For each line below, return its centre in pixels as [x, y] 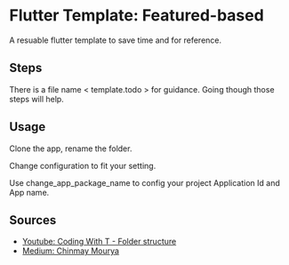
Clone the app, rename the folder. [71, 149]
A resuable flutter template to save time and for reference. [116, 40]
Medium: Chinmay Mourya [71, 251]
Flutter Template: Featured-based [136, 16]
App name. [29, 192]
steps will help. [36, 99]
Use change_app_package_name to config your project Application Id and [144, 182]
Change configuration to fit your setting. [83, 165]
